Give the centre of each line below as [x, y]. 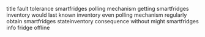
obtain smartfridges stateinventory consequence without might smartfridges [102, 21]
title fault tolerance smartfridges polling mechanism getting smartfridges [98, 9]
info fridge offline [28, 27]
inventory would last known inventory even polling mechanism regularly [97, 15]
